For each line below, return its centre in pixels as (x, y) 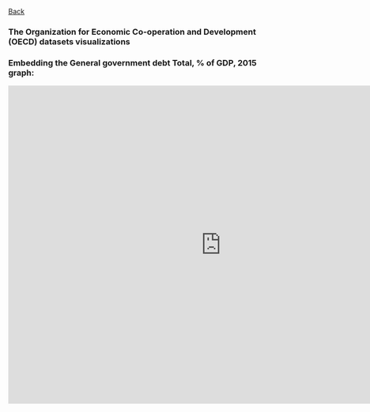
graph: (21, 73)
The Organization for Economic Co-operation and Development (132, 32)
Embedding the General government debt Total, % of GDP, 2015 (132, 62)
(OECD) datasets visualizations (69, 41)
